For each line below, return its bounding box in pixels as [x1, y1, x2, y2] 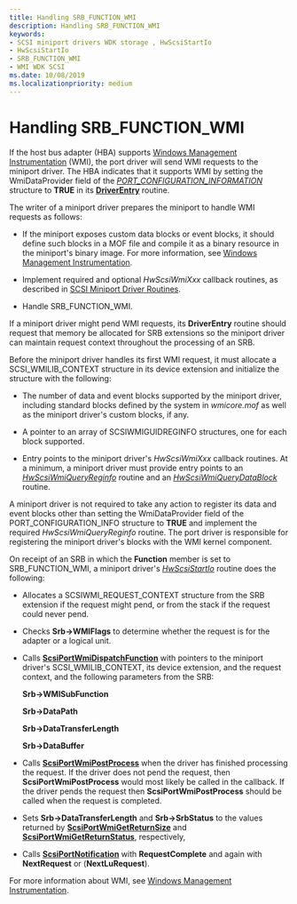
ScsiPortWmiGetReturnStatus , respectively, [21, 831, 186, 842]
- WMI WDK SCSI [9, 63, 66, 72]
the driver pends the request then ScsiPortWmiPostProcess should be [21, 786, 282, 796]
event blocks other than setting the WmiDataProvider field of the [9, 508, 245, 518]
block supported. [21, 436, 85, 446]
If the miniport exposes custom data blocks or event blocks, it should [21, 228, 275, 239]
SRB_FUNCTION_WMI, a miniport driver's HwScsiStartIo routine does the [9, 563, 277, 573]
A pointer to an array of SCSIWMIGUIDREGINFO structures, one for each [21, 426, 287, 436]
